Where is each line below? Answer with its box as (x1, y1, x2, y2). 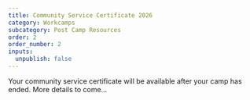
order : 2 (8, 33, 37, 41)
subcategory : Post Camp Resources (8, 26, 122, 34)
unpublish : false (15, 55, 72, 63)
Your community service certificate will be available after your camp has (8, 76, 242, 86)
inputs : (8, 48, 34, 55)
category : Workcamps (8, 19, 76, 27)
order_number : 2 (8, 41, 61, 48)
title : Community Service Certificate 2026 (8, 11, 153, 20)
